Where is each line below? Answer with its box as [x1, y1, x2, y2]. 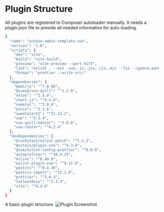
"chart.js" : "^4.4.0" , [14, 97, 60, 103]
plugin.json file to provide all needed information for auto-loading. [5, 24, 138, 30]
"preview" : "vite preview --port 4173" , [14, 61, 97, 66]
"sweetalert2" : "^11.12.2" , [14, 111, 71, 116]
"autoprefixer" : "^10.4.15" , [14, 152, 73, 157]
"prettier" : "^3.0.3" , [14, 174, 60, 180]
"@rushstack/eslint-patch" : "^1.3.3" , [14, 138, 93, 143]
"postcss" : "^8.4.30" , [14, 166, 60, 171]
